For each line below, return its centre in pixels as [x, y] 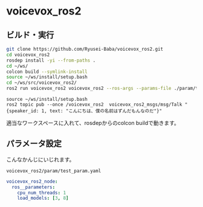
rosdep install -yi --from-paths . [51, 60]
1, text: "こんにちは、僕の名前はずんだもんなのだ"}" [102, 111]
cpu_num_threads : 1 [42, 193]
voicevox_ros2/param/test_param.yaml [54, 171]
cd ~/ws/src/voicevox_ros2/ [42, 83]
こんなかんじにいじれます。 [40, 159]
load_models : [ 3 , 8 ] [43, 198]
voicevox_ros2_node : [32, 181]
